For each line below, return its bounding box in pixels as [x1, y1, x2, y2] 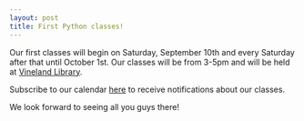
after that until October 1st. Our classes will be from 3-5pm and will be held [9, 56, 290, 67]
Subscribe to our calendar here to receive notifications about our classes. [9, 84, 285, 95]
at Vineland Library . [9, 66, 83, 77]
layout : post [9, 13, 59, 23]
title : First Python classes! [9, 22, 125, 31]
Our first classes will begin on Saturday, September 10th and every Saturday [9, 46, 296, 57]
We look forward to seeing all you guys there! [9, 101, 180, 112]
